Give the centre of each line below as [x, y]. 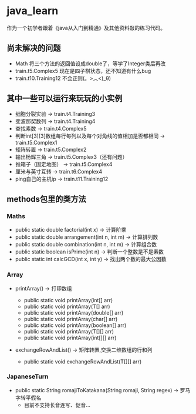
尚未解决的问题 [34, 48]
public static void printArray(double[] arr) [74, 312]
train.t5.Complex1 [36, 142]
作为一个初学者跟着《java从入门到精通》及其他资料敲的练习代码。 [86, 28]
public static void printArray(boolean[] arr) [75, 325]
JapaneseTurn [28, 376]
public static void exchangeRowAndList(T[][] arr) [83, 361]
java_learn [33, 11]
